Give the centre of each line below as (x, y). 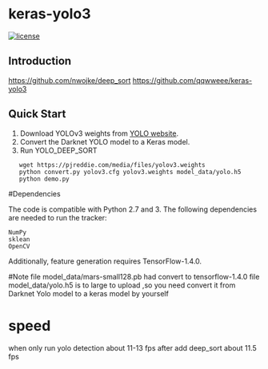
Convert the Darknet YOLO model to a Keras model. (105, 141)
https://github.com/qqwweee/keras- (192, 80)
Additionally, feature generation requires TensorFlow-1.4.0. (105, 261)
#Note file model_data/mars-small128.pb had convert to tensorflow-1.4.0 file (134, 276)
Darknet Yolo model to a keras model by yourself (89, 293)
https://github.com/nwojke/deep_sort (70, 80)
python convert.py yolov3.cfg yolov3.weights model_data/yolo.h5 (130, 172)
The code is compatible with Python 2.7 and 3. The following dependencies (133, 209)
